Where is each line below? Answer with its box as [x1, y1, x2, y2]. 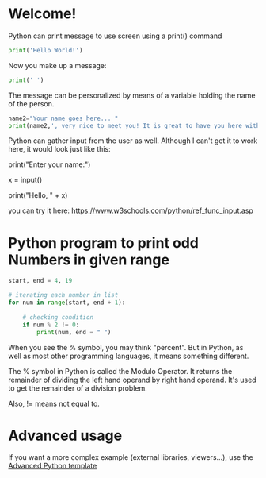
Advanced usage [8, 426, 123, 445]
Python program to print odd [8, 233, 199, 252]
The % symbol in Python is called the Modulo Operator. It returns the [8, 366, 233, 376]
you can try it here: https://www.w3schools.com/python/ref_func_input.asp [8, 206, 253, 215]
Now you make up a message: [8, 60, 107, 70]
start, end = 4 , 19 [8, 277, 73, 285]
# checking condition [22, 313, 93, 322]
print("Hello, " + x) [8, 191, 68, 200]
